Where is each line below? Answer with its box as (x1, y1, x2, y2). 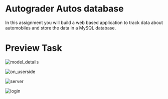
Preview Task (5, 42, 62, 54)
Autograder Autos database (5, 3, 124, 14)
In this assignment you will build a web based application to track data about (5, 19, 163, 25)
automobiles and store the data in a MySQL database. (5, 24, 116, 30)
